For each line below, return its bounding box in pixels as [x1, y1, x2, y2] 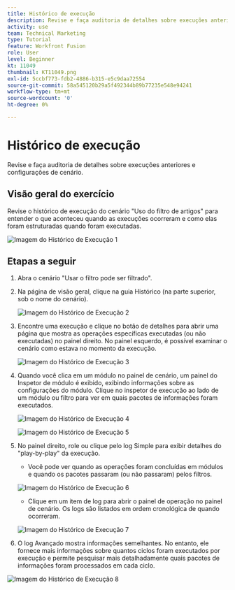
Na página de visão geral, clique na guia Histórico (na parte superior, [17, 287, 216, 296]
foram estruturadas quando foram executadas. [7, 222, 142, 230]
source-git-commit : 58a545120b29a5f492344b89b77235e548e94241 [7, 82, 192, 89]
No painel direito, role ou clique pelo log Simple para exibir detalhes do [17, 442, 222, 450]
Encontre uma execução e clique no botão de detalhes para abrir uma [17, 322, 219, 331]
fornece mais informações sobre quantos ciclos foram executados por [17, 547, 220, 555]
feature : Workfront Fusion [7, 43, 86, 50]
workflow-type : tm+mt [7, 88, 71, 95]
